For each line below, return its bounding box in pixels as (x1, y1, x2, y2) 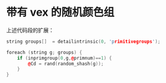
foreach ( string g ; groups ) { (6, 49, 83, 55)
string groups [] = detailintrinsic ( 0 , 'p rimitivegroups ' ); (6, 38, 161, 45)
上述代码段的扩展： (6, 26, 54, 34)
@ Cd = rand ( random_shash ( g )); (28, 61, 104, 67)
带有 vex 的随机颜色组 (6, 5, 115, 19)
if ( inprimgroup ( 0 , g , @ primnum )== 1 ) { (17, 55, 112, 61)
